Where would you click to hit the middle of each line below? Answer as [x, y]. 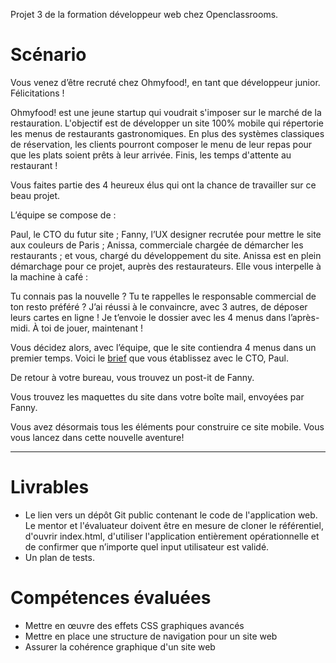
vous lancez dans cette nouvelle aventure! [97, 437]
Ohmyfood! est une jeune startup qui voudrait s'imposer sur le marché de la [166, 112]
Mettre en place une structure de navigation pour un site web [151, 636]
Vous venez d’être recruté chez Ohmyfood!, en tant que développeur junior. [165, 82]
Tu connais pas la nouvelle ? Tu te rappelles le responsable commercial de [163, 296]
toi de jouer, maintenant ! [92, 328]
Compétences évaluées [111, 598]
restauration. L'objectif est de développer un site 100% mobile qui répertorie [167, 123]
